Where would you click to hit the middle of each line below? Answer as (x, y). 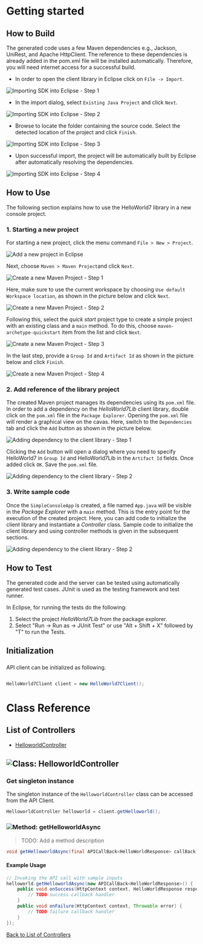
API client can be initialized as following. (56, 667)
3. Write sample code (38, 492)
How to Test (29, 568)
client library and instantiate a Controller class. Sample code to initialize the (100, 524)
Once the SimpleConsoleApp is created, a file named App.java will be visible (99, 505)
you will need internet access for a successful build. (71, 67)
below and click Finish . (35, 362)
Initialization (30, 650)
